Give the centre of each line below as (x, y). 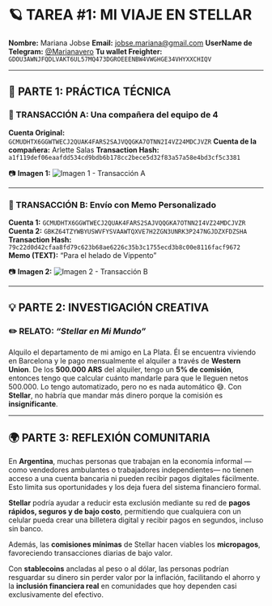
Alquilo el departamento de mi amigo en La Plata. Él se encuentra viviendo (132, 352)
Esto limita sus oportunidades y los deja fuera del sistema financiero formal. (135, 488)
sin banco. (26, 529)
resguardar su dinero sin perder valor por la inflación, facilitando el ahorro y (134, 578)
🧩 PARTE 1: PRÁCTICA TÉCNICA (90, 92)
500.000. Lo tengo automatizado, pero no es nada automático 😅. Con (125, 386)
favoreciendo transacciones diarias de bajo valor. (90, 553)
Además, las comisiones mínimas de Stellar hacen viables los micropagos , (134, 544)
